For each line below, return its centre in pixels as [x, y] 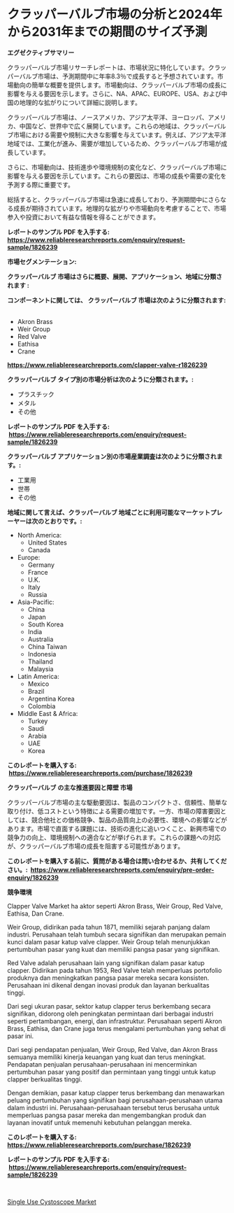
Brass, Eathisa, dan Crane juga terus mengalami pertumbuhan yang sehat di [116, 1028]
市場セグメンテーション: [42, 261]
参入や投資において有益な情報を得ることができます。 [83, 217]
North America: [39, 535]
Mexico [38, 684]
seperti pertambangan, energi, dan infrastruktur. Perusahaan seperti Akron [115, 1021]
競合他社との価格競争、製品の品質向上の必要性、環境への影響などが [129, 820]
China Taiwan [47, 646]
